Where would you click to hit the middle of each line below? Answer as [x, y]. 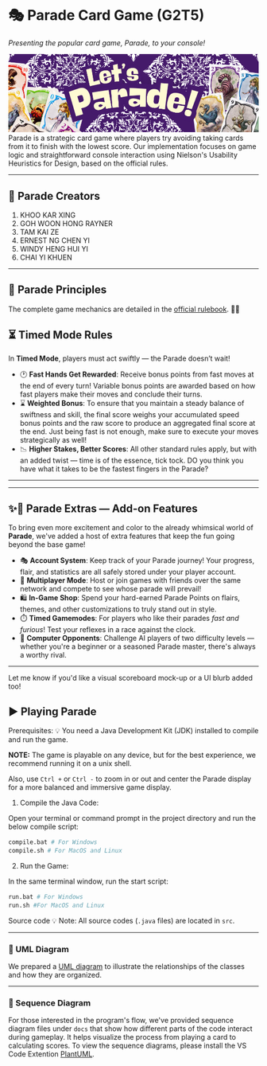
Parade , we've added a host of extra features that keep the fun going [122, 536]
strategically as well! [53, 439]
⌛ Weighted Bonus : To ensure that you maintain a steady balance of [132, 403]
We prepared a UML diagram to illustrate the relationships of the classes [126, 966]
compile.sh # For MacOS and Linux [66, 851]
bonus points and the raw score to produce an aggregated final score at [137, 423]
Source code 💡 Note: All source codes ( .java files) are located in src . [122, 920]
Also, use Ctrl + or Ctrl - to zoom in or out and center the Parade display [130, 779]
